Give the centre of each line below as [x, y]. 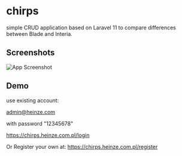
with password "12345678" [40, 123]
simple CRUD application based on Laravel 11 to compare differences [91, 27]
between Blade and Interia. [40, 33]
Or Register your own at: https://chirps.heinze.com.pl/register [82, 146]
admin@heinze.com [31, 112]
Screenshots [31, 53]
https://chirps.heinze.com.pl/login [48, 135]
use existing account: [33, 100]
